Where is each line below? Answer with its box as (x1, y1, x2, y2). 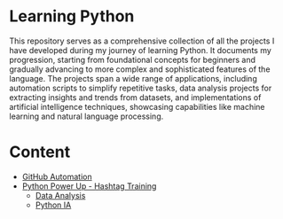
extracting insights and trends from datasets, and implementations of (9, 91, 262, 103)
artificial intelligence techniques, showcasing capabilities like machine (9, 101, 265, 112)
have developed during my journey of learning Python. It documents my (9, 44, 272, 55)
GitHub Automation (21, 171, 92, 182)
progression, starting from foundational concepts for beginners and (9, 54, 255, 65)
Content (9, 142, 71, 162)
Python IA (35, 199, 72, 210)
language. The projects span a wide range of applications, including (9, 73, 257, 83)
